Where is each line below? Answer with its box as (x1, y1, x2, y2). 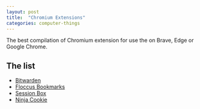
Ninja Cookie (15, 96, 47, 104)
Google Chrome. (6, 43, 47, 50)
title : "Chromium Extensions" (6, 15, 86, 21)
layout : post (6, 8, 40, 15)
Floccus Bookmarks (15, 83, 65, 91)
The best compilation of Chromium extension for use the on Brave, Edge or (6, 37, 194, 44)
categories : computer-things (6, 20, 80, 26)
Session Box (15, 90, 47, 97)
